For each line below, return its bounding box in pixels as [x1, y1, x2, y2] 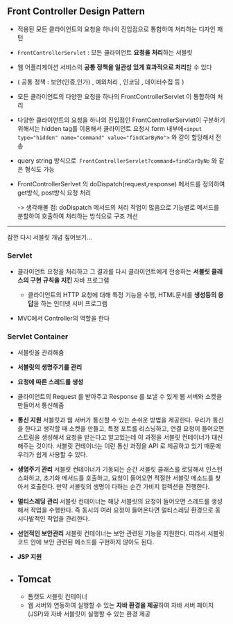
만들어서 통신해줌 [17, 401, 64, 409]
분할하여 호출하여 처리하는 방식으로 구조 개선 [17, 211, 139, 220]
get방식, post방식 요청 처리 [17, 188, 92, 197]
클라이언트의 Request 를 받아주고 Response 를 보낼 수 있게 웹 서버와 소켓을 [17, 393, 223, 401]
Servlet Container [7, 332, 69, 341]
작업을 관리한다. [47, 515, 90, 523]
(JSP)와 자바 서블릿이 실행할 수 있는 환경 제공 [27, 609, 151, 618]
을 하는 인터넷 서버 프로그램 [33, 299, 107, 307]
